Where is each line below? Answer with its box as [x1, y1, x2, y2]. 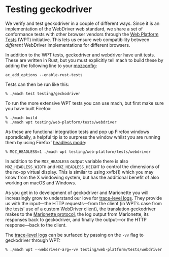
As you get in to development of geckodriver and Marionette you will [5, 189, 149, 196]
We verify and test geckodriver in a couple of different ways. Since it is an [5, 20, 160, 26]
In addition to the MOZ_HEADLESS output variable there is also [5, 158, 128, 164]
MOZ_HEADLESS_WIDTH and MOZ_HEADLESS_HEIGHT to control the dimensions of [5, 164, 160, 170]
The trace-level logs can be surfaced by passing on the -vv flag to [5, 232, 144, 238]
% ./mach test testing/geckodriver [5, 91, 81, 96]
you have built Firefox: [5, 105, 52, 111]
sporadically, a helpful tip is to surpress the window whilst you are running [5, 134, 161, 140]
